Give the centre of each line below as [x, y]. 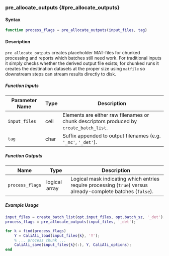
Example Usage [22, 205]
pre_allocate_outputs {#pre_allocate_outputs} [62, 8]
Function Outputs [24, 155]
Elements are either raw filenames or [106, 115]
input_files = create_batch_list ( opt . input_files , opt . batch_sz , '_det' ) [84, 217]
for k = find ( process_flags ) [36, 231]
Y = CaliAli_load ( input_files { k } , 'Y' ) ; [57, 235]
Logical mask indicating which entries [115, 179]
